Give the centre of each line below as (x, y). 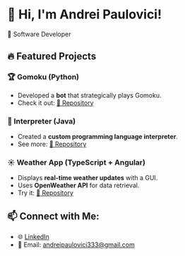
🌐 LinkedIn (33, 237)
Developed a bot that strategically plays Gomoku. (89, 95)
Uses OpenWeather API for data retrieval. (78, 185)
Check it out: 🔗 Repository (55, 103)
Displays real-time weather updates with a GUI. (88, 178)
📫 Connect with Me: (54, 216)
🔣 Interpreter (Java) (42, 121)
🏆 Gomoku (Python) (43, 77)
